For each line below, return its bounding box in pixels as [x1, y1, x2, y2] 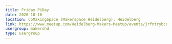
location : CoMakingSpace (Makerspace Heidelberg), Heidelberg [5, 17, 141, 22]
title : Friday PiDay [5, 7, 50, 13]
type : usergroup [5, 31, 40, 36]
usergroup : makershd [5, 26, 50, 31]
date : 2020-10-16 [5, 12, 42, 17]
